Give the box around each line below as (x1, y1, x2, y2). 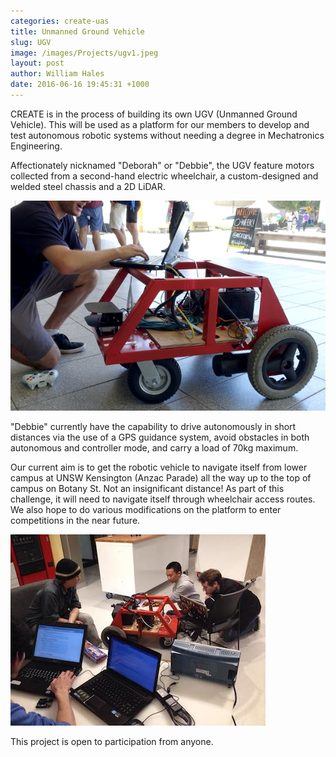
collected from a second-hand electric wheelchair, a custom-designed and (10, 170, 319, 182)
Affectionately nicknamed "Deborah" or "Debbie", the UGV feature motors (10, 159, 315, 171)
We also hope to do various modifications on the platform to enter (10, 503, 282, 515)
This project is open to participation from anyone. (10, 735, 214, 747)
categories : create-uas (10, 16, 110, 26)
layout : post (10, 58, 65, 69)
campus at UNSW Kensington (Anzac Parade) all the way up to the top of (10, 471, 312, 484)
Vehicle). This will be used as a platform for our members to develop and (10, 118, 310, 130)
